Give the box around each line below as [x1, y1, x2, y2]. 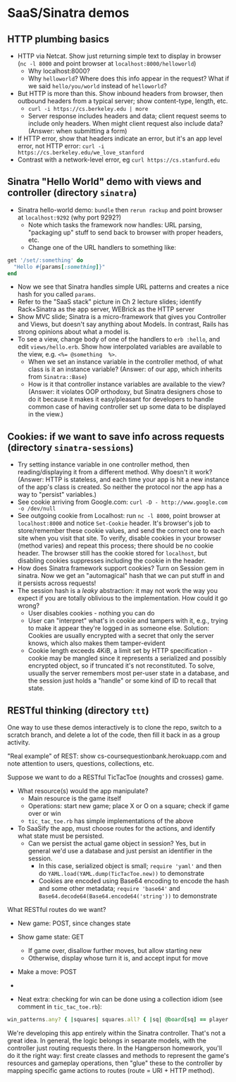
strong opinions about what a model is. [17, 327, 131, 336]
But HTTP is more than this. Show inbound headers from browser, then [17, 90, 223, 97]
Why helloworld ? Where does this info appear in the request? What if [27, 74, 230, 83]
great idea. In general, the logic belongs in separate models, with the [7, 1036, 206, 1045]
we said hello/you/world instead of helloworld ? [27, 82, 167, 90]
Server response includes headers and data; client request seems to [27, 112, 227, 120]
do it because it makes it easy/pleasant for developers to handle [27, 395, 214, 404]
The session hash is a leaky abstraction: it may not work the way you [17, 587, 218, 595]
